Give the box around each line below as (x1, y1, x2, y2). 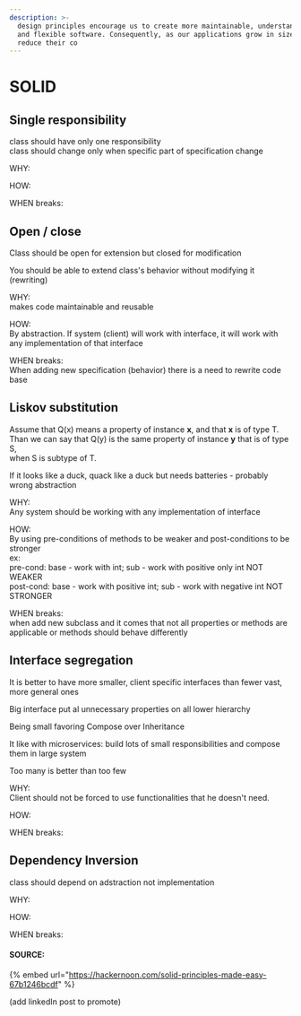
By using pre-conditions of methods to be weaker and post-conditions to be (9, 533, 290, 543)
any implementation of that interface (9, 338, 143, 349)
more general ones (9, 686, 79, 697)
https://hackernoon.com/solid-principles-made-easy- (68, 969, 267, 980)
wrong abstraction (9, 479, 77, 490)
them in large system (9, 748, 87, 759)
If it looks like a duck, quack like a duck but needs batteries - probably (9, 470, 269, 481)
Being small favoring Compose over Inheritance (9, 721, 185, 732)
